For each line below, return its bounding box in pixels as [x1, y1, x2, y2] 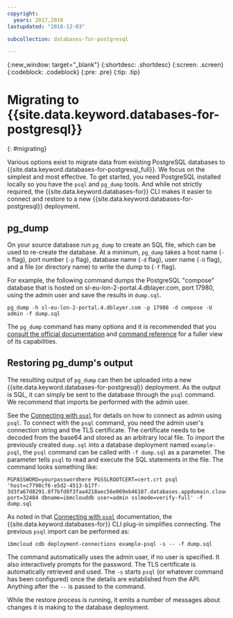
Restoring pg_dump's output [7, 357, 133, 369]
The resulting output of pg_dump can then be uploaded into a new [7, 376, 192, 384]
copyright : [7, 10, 39, 17]
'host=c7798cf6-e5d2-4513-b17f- [7, 482, 101, 489]
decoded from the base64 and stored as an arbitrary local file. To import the [7, 433, 225, 441]
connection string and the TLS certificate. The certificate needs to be [7, 425, 205, 434]
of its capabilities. [7, 337, 58, 345]
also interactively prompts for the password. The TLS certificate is [7, 560, 196, 568]
